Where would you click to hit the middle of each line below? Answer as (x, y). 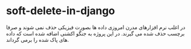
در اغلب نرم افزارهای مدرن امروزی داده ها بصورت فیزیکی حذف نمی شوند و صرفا (96, 27)
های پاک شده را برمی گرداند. (38, 40)
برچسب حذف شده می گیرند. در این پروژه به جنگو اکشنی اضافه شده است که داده (95, 33)
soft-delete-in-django (61, 11)
